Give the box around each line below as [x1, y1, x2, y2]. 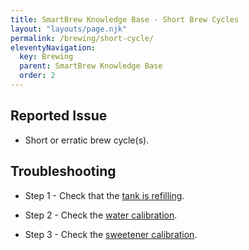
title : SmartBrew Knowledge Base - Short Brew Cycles [10, 14, 240, 25]
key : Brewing [19, 52, 74, 62]
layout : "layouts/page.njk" [10, 24, 128, 34]
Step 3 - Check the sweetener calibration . [24, 228, 198, 240]
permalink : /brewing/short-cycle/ [10, 33, 155, 43]
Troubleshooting [10, 163, 117, 180]
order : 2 [19, 71, 56, 81]
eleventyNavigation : [10, 42, 97, 53]
